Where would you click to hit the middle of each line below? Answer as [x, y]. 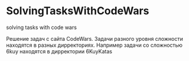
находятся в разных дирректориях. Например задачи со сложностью [94, 45]
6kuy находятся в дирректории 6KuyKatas [59, 51]
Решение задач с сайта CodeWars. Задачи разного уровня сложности [94, 38]
